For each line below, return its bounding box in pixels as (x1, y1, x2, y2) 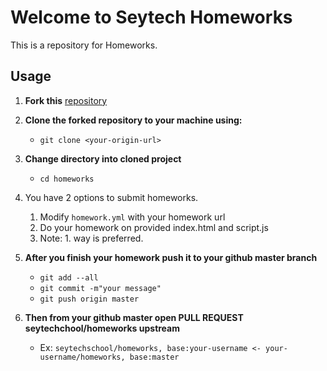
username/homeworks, (39, 352, 126, 362)
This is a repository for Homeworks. (10, 39, 158, 51)
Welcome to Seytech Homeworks (10, 6, 293, 29)
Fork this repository (24, 94, 108, 106)
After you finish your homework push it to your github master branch (24, 251, 318, 263)
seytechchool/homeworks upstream (24, 322, 180, 334)
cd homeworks (39, 174, 95, 184)
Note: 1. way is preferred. (39, 232, 144, 244)
